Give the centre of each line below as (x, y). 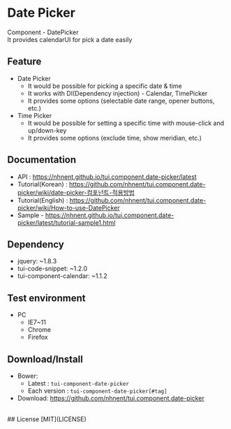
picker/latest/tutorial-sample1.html (66, 222)
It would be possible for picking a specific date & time (105, 86)
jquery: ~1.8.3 (37, 261)
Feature (24, 62)
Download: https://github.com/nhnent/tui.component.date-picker (111, 398)
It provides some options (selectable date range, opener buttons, (121, 101)
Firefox (38, 337)
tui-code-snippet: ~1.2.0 (52, 269)
